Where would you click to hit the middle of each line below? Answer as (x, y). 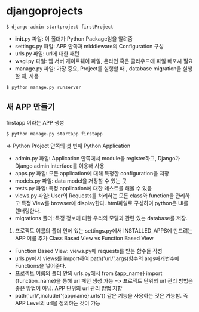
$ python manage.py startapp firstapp (54, 134)
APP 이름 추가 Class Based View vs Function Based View (84, 238)
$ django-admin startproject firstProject (60, 27)
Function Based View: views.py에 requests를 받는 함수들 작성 (88, 251)
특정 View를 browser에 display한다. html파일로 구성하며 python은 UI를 (105, 203)
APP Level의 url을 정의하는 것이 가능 (57, 303)
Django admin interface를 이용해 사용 (59, 166)
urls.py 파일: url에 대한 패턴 (47, 53)
